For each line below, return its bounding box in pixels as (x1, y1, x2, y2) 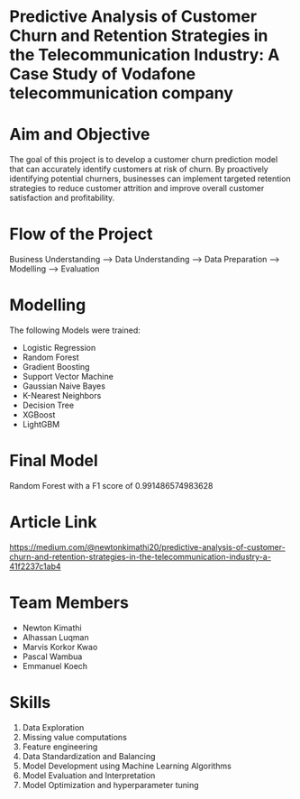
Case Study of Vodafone (9, 64, 196, 85)
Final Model (9, 451, 99, 471)
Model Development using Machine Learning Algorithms (22, 760, 232, 771)
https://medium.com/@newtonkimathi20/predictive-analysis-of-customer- (9, 541, 286, 552)
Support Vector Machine (22, 372, 114, 381)
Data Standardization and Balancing (22, 750, 156, 761)
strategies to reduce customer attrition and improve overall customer (9, 183, 265, 194)
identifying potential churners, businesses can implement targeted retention (9, 173, 291, 184)
